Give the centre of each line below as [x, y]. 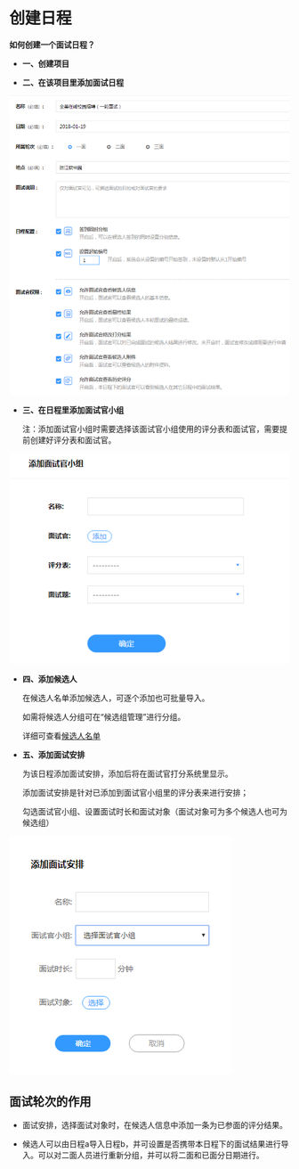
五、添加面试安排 [53, 755]
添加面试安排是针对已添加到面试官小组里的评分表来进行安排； [135, 792]
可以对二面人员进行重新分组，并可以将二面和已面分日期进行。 [151, 1155]
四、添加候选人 [49, 679]
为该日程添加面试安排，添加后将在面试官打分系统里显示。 [127, 773]
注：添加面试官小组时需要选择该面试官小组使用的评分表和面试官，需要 [151, 429]
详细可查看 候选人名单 [61, 735]
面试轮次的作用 [50, 1102]
